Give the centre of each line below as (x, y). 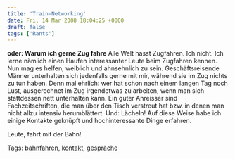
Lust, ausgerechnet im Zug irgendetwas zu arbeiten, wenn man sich (106, 91)
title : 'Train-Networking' (47, 14)
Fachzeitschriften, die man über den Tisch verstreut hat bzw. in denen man (116, 106)
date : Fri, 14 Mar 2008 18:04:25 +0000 (66, 20)
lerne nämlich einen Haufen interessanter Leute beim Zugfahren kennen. (112, 61)
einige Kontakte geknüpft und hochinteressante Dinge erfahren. (100, 121)
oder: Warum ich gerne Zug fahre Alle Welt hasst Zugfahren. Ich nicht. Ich (115, 53)
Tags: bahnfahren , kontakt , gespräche (63, 148)
